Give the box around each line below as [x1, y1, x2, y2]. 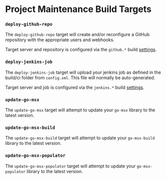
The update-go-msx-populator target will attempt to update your [5, 163, 136, 169]
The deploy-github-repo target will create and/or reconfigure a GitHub [5, 32, 150, 38]
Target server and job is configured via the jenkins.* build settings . [5, 84, 144, 90]
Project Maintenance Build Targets [5, 4, 151, 15]
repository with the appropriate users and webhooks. [5, 37, 115, 43]
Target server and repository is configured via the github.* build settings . [5, 47, 157, 53]
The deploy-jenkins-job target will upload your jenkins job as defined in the [5, 69, 161, 75]
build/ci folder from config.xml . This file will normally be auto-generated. [5, 74, 155, 81]
